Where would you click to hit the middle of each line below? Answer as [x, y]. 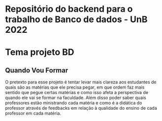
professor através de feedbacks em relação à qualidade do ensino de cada [81, 108]
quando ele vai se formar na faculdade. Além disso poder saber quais [76, 98]
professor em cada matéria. [33, 113]
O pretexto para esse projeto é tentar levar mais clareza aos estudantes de [81, 82]
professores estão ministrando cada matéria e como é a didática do [74, 103]
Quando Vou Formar [37, 70]
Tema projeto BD [40, 52]
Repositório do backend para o [69, 9]
